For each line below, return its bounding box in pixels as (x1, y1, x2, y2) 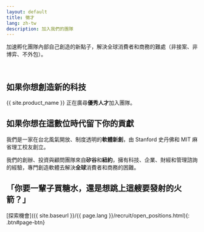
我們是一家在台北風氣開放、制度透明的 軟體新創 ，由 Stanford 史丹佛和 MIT (6, 136, 191, 143)
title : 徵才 (6, 15, 35, 21)
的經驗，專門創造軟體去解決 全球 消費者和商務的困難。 (6, 164, 140, 171)
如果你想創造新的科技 (6, 82, 86, 92)
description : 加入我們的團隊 (6, 25, 74, 32)
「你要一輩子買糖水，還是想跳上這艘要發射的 (6, 183, 174, 194)
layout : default (6, 8, 47, 15)
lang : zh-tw (6, 20, 36, 26)
